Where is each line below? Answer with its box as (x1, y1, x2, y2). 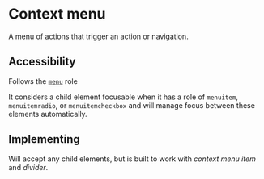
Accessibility (8, 55, 76, 69)
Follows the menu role (8, 76, 79, 85)
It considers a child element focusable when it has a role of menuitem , (8, 92, 239, 102)
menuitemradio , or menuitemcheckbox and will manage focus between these (8, 100, 255, 110)
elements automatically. (8, 109, 87, 119)
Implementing (8, 132, 80, 146)
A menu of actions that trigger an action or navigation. (8, 31, 189, 41)
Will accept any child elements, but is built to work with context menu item (8, 154, 257, 164)
